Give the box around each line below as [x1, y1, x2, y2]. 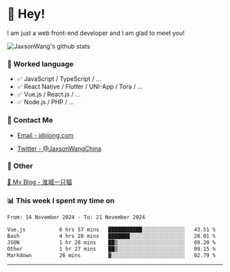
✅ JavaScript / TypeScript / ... [16, 75, 101, 83]
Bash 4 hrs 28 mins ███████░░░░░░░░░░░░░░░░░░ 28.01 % [7, 232, 216, 239]
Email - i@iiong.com [16, 131, 74, 139]
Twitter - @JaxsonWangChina [16, 144, 101, 153]
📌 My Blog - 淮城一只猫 [7, 177, 73, 186]
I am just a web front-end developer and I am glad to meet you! [7, 29, 185, 37]
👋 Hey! [7, 6, 46, 22]
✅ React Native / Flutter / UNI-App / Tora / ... [16, 82, 143, 91]
